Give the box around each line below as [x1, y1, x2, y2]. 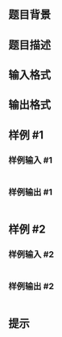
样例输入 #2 [8, 249, 55, 260]
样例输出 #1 [8, 186, 52, 198]
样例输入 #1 [8, 154, 52, 165]
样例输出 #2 [8, 280, 55, 292]
